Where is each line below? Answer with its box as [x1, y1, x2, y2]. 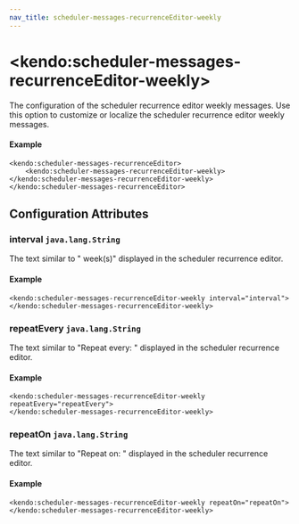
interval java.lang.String [9, 233, 120, 246]
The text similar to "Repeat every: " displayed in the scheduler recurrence [9, 342, 279, 353]
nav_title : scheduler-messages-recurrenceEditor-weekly [9, 12, 221, 22]
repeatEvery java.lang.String [9, 322, 141, 334]
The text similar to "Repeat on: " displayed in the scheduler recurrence [9, 448, 269, 459]
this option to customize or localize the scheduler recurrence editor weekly [9, 109, 286, 120]
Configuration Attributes [9, 207, 149, 222]
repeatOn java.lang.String [9, 429, 129, 441]
